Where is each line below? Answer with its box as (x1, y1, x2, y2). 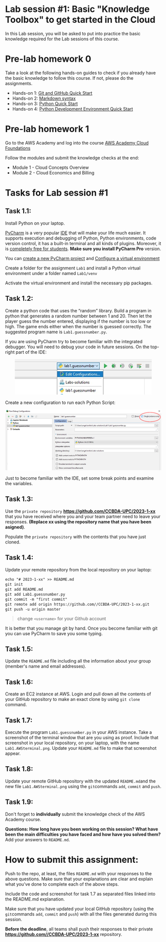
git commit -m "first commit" (5, 597, 68, 602)
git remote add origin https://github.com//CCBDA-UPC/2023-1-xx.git (5, 602, 150, 607)
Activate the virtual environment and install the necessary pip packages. (5, 280, 153, 286)
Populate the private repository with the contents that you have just (5, 534, 146, 539)
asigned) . (5, 524, 26, 530)
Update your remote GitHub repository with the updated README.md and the (5, 778, 156, 784)
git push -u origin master (5, 607, 61, 612)
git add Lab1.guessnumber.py (5, 592, 65, 597)
